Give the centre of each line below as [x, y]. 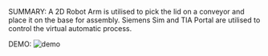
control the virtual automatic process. [70, 28]
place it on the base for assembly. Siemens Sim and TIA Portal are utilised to [134, 20]
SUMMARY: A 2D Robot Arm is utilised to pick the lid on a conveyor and [126, 12]
